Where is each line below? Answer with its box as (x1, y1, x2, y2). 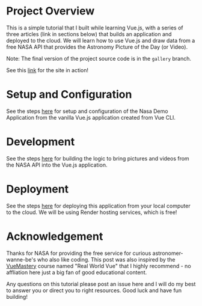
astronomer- (152, 249, 183, 257)
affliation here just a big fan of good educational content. (6, 269, 147, 276)
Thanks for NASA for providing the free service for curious (6, 249, 151, 257)
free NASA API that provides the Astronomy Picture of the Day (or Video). (6, 43, 188, 50)
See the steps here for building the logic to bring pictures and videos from (6, 155, 189, 162)
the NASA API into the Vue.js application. (6, 161, 108, 168)
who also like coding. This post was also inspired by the (37, 256, 176, 263)
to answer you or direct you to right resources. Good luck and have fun (6, 287, 182, 294)
